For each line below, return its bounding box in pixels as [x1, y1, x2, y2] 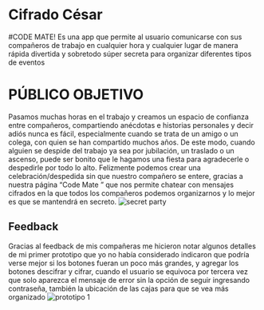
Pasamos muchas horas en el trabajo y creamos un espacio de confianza [8, 112, 249, 121]
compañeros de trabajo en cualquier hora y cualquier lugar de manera [8, 40, 238, 50]
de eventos [8, 58, 45, 67]
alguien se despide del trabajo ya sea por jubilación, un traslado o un [8, 145, 234, 155]
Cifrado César [8, 6, 103, 24]
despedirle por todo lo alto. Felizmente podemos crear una [8, 162, 201, 173]
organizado [8, 292, 46, 301]
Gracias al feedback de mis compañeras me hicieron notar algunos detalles [8, 241, 257, 251]
